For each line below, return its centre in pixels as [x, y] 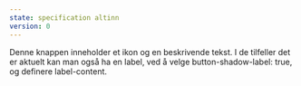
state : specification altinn [64, 18]
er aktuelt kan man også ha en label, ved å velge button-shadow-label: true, [151, 62]
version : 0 [30, 26]
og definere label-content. [58, 71]
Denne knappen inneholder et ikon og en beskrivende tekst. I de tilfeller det [150, 52]
